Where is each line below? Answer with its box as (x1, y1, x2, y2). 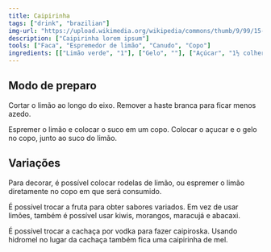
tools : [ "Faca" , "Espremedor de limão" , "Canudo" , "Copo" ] (8, 42, 211, 50)
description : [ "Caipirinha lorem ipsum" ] (8, 34, 150, 43)
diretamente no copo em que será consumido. (8, 186, 162, 196)
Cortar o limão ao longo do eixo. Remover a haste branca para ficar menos (8, 100, 256, 109)
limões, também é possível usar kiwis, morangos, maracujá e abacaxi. (8, 210, 240, 220)
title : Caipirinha (8, 11, 70, 20)
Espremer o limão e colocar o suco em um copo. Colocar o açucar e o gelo (8, 124, 258, 134)
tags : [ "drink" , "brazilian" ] (8, 19, 110, 27)
